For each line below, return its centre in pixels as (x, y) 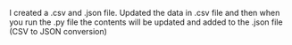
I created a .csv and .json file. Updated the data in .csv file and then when (145, 13)
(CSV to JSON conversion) (58, 31)
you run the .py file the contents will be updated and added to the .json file (146, 22)
